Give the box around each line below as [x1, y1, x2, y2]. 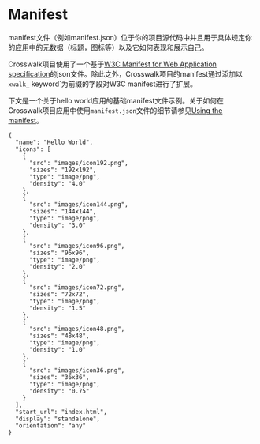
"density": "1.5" [28, 304, 87, 312]
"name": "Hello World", [15, 138, 93, 146]
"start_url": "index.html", [15, 408, 108, 416]
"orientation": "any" [15, 421, 87, 430]
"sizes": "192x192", [28, 166, 97, 174]
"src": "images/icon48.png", [28, 325, 125, 333]
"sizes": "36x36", [28, 373, 90, 381]
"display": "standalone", [15, 415, 101, 423]
